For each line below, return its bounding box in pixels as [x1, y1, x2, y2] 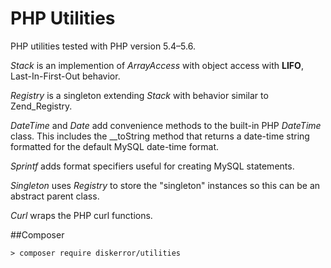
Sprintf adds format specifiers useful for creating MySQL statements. [10, 160, 295, 172]
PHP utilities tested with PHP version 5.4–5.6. [10, 40, 196, 52]
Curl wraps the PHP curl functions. [10, 209, 153, 221]
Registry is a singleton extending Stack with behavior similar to [10, 89, 269, 101]
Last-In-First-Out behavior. [10, 70, 121, 82]
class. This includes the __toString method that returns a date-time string [10, 130, 310, 142]
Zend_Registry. [10, 100, 73, 112]
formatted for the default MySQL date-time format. [10, 140, 220, 152]
